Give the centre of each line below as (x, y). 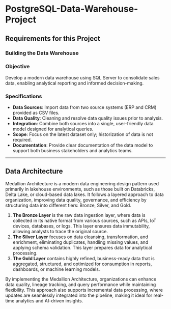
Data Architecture (34, 171)
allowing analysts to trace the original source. (60, 231)
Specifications (24, 96)
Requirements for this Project (53, 38)
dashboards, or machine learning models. (56, 269)
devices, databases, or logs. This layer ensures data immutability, (81, 226)
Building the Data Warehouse (42, 53)
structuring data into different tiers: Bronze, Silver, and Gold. (68, 205)
